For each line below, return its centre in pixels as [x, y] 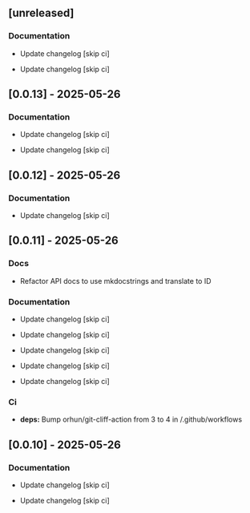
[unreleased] [41, 13]
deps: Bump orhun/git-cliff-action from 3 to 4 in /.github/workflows [131, 419]
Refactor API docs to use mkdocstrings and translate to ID [115, 281]
